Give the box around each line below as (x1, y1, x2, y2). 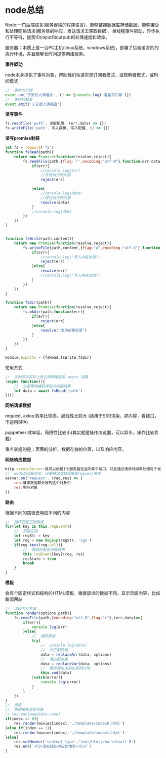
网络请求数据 (5, 402, 31, 408)
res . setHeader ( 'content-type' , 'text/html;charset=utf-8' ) (14, 739, 136, 744)
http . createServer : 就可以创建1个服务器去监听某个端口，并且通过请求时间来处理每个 (5, 466, 158, 472)
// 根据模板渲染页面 (5, 707, 43, 712)
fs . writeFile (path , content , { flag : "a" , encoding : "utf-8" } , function (23, 245, 161, 250)
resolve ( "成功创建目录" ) (40, 328, 87, 333)
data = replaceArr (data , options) (40, 652, 112, 657)
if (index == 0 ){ (5, 716, 39, 721)
